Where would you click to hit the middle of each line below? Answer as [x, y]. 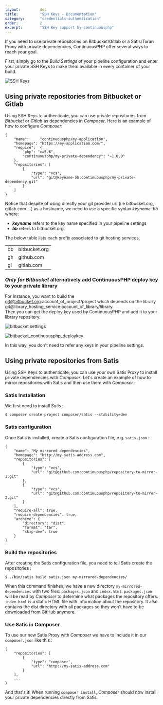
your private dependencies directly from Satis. [52, 697]
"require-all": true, [36, 510]
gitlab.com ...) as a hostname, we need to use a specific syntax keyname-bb [81, 208]
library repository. [23, 317]
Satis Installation [25, 395]
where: [12, 214]
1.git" [12, 476]
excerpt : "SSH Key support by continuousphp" [60, 28]
